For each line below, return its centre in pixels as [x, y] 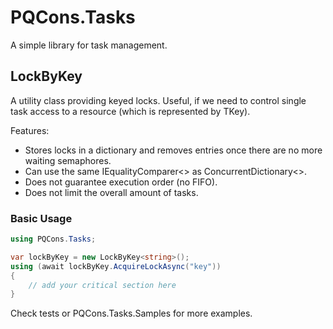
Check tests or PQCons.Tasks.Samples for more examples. [131, 313]
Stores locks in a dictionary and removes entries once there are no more [173, 150]
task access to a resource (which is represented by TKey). [130, 111]
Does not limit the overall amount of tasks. [111, 192]
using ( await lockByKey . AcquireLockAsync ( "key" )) [116, 266]
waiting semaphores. [68, 160]
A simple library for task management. [89, 45]
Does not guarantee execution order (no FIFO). [121, 182]
